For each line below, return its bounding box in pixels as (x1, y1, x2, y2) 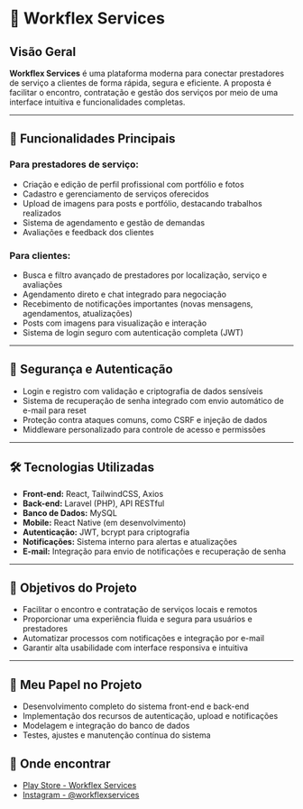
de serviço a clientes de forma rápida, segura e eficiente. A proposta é (9, 78, 272, 88)
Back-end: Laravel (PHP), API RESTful (22, 498, 165, 509)
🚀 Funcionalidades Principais (9, 131, 176, 147)
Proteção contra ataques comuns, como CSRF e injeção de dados (22, 414, 268, 425)
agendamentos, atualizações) (22, 308, 133, 318)
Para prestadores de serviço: (9, 158, 140, 170)
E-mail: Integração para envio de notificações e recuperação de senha (22, 546, 287, 556)
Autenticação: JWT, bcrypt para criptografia (22, 527, 190, 538)
